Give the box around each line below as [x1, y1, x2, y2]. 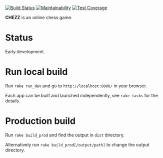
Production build [5, 115, 76, 127]
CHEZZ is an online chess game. [5, 15, 72, 20]
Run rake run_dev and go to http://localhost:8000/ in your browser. [5, 83, 147, 89]
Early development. [5, 48, 45, 55]
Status [5, 32, 33, 44]
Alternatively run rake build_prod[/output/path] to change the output [5, 141, 150, 147]
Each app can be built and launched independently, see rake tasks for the [5, 92, 158, 98]
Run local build [5, 66, 68, 78]
